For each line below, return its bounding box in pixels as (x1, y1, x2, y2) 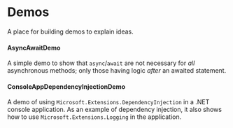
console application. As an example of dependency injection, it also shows (7, 106, 223, 114)
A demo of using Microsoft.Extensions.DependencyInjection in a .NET (7, 98, 210, 106)
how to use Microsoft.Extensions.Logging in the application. (7, 113, 182, 121)
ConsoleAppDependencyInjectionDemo (7, 82, 126, 91)
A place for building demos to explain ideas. (7, 27, 134, 36)
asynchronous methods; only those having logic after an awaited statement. (7, 66, 227, 75)
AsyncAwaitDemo (7, 43, 61, 52)
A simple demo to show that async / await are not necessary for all (7, 59, 195, 67)
